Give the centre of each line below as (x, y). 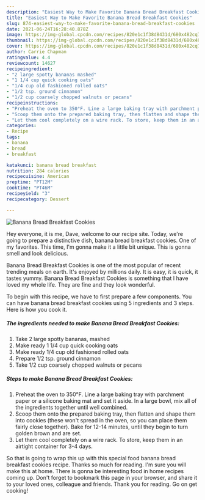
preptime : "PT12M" (30, 182)
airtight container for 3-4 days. (54, 446)
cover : (15, 46)
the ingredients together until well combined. (71, 407)
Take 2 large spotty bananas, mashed (62, 339)
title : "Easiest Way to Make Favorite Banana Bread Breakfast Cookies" (99, 18)
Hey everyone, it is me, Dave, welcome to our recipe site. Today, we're (95, 233)
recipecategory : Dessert (38, 199)
